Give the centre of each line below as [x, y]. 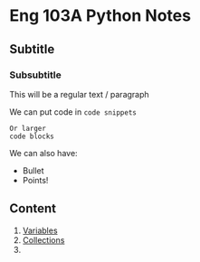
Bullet [33, 170]
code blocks [32, 136]
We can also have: [44, 153]
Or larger [28, 128]
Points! [35, 180]
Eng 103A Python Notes [100, 16]
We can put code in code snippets [73, 112]
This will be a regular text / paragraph [79, 94]
